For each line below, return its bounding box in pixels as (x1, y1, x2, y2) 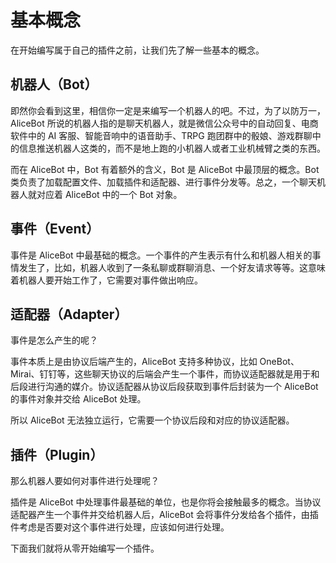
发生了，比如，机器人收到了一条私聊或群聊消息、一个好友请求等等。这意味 (18, 261, 326, 273)
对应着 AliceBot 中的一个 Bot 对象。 (36, 188, 183, 200)
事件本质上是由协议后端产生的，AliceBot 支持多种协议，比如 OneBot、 (10, 356, 300, 368)
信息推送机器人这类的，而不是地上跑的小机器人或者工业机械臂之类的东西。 (18, 142, 326, 154)
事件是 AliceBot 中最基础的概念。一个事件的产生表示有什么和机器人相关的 (10, 249, 313, 261)
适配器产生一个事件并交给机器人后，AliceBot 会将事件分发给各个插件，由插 (10, 509, 319, 521)
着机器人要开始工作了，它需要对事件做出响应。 (10, 274, 203, 286)
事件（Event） (10, 221, 100, 238)
